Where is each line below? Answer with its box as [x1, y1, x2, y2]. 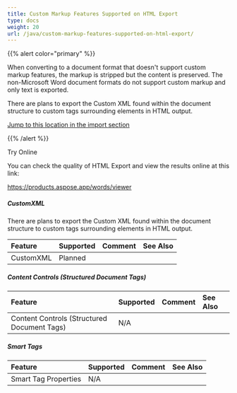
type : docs [7, 17, 39, 24]
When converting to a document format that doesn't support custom [7, 63, 206, 71]
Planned [59, 253, 86, 263]
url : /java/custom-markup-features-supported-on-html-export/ [7, 30, 194, 37]
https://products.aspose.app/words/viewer [7, 183, 132, 192]
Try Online [7, 148, 37, 156]
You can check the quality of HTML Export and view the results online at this [7, 162, 230, 170]
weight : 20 [7, 23, 39, 30]
